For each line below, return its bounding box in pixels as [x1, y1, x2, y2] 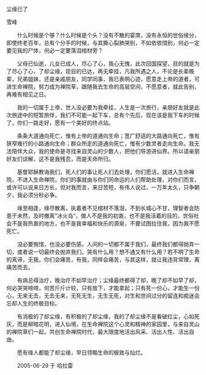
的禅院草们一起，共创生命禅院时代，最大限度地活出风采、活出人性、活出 [6, 328, 189, 335]
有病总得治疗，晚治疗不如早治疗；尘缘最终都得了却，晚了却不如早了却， [17, 277, 200, 284]
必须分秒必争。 [22, 191, 60, 199]
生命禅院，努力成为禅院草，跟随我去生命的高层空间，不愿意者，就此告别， [11, 83, 200, 90]
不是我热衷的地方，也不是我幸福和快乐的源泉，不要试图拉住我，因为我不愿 [11, 220, 200, 227]
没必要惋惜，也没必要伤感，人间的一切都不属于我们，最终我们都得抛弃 [17, 240, 194, 248]
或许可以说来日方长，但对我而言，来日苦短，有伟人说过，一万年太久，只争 [6, 184, 194, 191]
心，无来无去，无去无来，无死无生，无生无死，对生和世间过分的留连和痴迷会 [6, 292, 200, 299]
